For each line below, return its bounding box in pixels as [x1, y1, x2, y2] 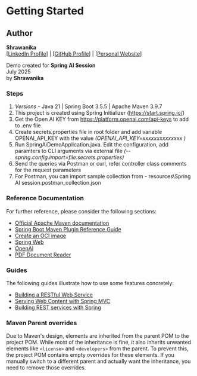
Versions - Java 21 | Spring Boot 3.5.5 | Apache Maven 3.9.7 [14, 103, 162, 110]
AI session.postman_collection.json [14, 179, 101, 187]
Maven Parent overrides [6, 319, 77, 327]
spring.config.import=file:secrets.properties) [14, 154, 124, 161]
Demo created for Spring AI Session [6, 62, 96, 69]
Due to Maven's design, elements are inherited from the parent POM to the [6, 332, 189, 340]
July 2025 [6, 68, 31, 75]
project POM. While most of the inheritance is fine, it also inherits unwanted [6, 339, 192, 346]
